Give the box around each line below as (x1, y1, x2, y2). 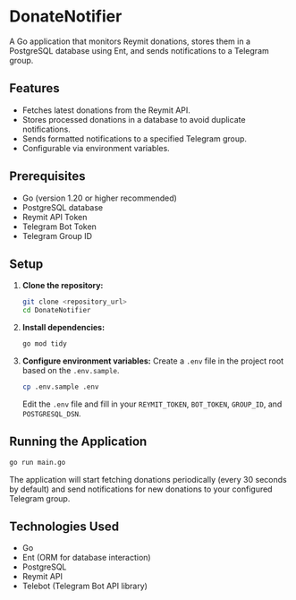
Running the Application (9, 434, 148, 450)
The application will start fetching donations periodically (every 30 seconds (9, 474, 288, 484)
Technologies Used (9, 519, 119, 534)
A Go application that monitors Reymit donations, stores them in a (9, 36, 250, 47)
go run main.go (9, 458, 66, 467)
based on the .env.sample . (21, 365, 120, 375)
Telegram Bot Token (21, 221, 97, 232)
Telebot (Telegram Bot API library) (21, 580, 148, 592)
